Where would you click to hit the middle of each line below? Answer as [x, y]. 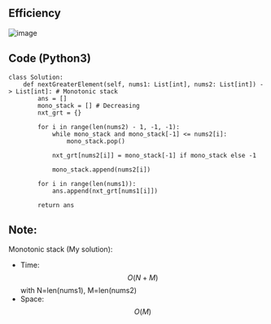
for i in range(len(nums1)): [87, 184]
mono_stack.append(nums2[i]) [101, 170]
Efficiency [35, 13]
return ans [56, 205]
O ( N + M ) [143, 278]
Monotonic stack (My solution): [61, 249]
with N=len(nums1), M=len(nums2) [78, 291]
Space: [32, 299]
